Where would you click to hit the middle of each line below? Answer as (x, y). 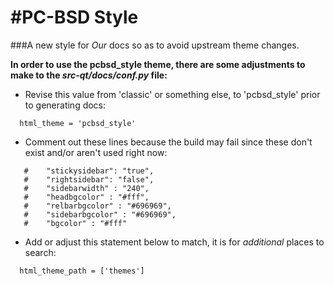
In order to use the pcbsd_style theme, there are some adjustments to (158, 64)
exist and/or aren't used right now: (96, 152)
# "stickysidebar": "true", (89, 171)
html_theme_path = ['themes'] (82, 271)
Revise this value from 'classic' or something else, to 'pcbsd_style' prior (172, 94)
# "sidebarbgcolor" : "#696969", (100, 214)
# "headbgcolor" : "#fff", (86, 197)
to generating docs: (65, 105)
